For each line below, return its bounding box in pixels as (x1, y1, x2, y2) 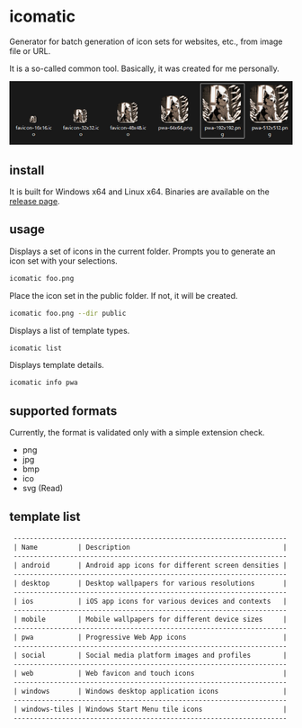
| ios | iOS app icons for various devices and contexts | (13, 597, 288, 606)
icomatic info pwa (9, 378, 78, 388)
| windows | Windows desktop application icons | (13, 687, 288, 696)
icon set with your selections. (9, 255, 119, 266)
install (9, 162, 45, 177)
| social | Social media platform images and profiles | (13, 651, 288, 660)
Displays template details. (9, 360, 105, 371)
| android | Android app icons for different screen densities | (13, 561, 288, 570)
